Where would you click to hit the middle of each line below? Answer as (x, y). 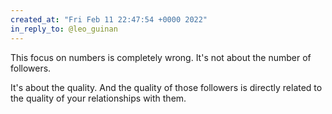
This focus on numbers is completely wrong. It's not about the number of (161, 57)
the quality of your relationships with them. (98, 98)
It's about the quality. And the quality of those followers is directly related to (166, 87)
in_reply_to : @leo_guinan (64, 29)
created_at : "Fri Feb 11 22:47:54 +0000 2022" (109, 19)
